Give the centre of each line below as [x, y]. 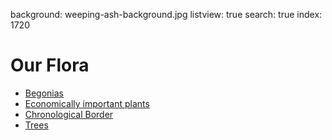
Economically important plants [87, 103]
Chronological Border [69, 114]
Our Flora [50, 65]
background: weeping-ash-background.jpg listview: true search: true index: [166, 14]
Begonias [44, 93]
